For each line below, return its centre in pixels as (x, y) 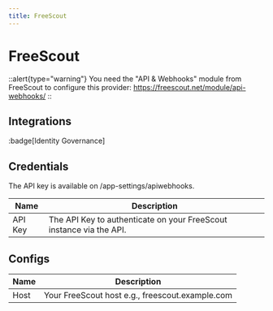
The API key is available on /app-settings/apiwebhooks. (102, 186)
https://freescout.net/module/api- (189, 87)
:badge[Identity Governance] (57, 141)
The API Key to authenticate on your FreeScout (138, 220)
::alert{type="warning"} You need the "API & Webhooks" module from (125, 79)
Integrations (40, 121)
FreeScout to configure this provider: (70, 87)
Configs (29, 259)
